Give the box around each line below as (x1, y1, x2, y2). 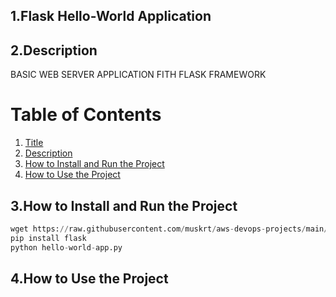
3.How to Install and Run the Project (10, 197, 238, 214)
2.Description (10, 42, 98, 59)
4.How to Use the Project (10, 270, 169, 287)
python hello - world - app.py (10, 242, 123, 253)
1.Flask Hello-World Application (10, 8, 212, 25)
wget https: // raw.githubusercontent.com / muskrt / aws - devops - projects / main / (10, 224, 329, 234)
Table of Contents (10, 104, 162, 126)
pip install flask (10, 233, 87, 243)
